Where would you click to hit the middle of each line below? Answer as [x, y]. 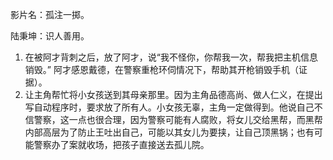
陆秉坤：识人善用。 [50, 36]
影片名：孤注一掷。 [50, 14]
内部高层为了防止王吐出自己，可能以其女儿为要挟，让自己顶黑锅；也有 [169, 132]
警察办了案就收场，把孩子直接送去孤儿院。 [121, 144]
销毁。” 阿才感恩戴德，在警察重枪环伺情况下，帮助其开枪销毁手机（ [161, 69]
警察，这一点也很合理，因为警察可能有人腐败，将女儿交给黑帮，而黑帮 [178, 119]
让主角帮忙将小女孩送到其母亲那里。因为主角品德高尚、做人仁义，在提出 [173, 94]
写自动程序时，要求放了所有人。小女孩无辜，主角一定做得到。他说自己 [169, 107]
